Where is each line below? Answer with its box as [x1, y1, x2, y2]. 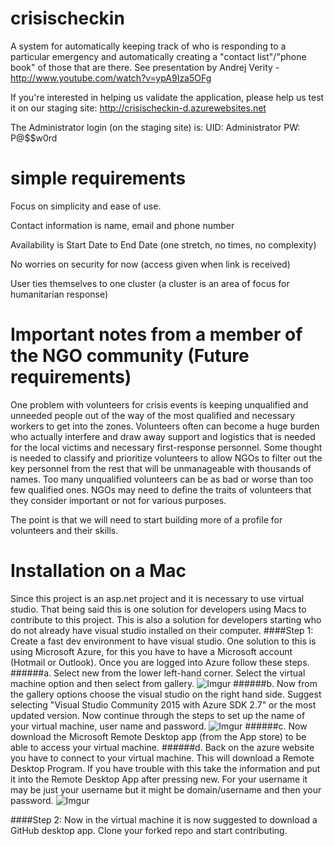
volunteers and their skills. [10, 524, 119, 536]
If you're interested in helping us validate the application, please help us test [10, 91, 325, 103]
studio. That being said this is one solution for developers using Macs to [10, 603, 307, 615]
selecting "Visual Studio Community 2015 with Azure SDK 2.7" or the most [10, 698, 317, 711]
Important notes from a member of [10, 323, 303, 346]
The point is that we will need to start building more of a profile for [10, 513, 283, 526]
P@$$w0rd [10, 132, 58, 144]
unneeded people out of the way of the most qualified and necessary [10, 409, 296, 421]
